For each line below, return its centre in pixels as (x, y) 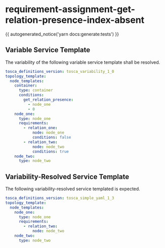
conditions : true (51, 151)
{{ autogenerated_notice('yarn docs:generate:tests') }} (62, 34)
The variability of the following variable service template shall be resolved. (83, 62)
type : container (36, 90)
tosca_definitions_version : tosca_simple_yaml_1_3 (60, 198)
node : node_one (48, 133)
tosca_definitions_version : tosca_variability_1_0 (60, 71)
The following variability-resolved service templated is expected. (73, 189)
